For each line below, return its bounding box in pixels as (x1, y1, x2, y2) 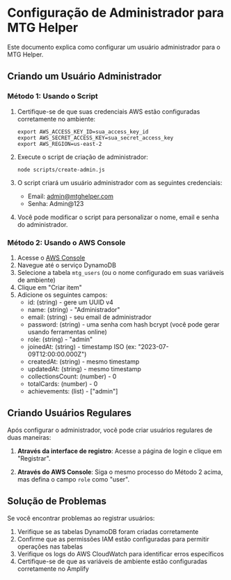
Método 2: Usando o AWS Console (7, 237, 126, 247)
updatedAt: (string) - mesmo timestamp (27, 364, 141, 373)
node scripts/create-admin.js (17, 166, 106, 173)
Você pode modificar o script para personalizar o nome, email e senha (17, 213, 219, 221)
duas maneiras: (7, 433, 51, 441)
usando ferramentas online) (27, 327, 108, 336)
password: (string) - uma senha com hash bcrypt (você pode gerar (27, 320, 220, 329)
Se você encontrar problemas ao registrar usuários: (7, 514, 155, 522)
